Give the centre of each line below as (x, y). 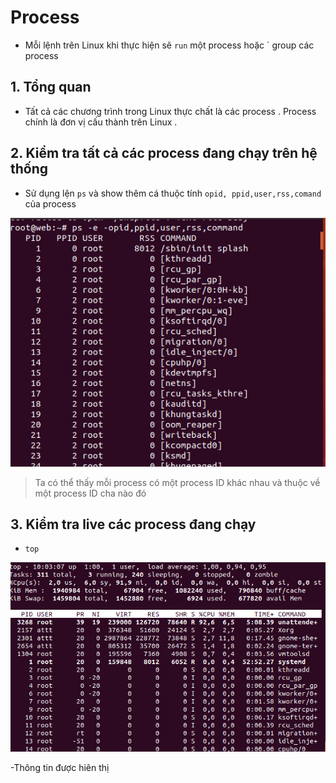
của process (50, 203)
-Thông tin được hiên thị (60, 767)
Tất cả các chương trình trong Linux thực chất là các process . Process (170, 111)
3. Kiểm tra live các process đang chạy (133, 524)
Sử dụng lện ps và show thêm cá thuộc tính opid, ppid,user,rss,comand (173, 193)
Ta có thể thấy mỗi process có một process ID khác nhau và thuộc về (177, 482)
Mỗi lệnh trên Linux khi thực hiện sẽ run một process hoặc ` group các (169, 45)
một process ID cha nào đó (90, 493)
